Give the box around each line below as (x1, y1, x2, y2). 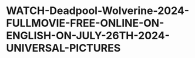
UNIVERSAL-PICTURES (6, 42, 121, 55)
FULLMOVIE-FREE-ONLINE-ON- (6, 16, 164, 30)
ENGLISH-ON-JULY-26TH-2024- (6, 29, 170, 42)
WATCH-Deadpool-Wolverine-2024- (6, 4, 190, 18)
